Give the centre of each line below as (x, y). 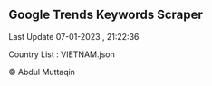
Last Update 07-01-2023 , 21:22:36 (74, 36)
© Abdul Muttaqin (42, 72)
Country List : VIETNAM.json (62, 54)
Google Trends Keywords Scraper (106, 15)
